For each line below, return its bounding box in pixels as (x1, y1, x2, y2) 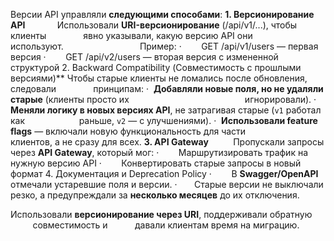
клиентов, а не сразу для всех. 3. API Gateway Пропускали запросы (10, 136, 325, 148)
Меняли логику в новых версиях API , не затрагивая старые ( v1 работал (10, 104, 322, 116)
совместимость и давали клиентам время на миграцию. (32, 219, 300, 231)
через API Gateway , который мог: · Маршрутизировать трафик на (10, 147, 309, 158)
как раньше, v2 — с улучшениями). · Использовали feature (10, 115, 318, 126)
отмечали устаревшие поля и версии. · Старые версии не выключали (10, 179, 324, 190)
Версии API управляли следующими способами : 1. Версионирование (10, 9, 315, 20)
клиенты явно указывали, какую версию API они (10, 30, 253, 41)
